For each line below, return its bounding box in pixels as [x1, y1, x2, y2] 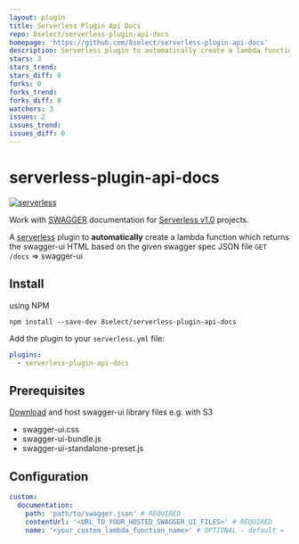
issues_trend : [9, 121, 62, 130]
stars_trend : [9, 63, 58, 72]
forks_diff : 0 [9, 95, 62, 105]
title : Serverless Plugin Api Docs [9, 21, 141, 30]
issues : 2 [9, 112, 46, 121]
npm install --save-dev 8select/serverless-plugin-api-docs [9, 317, 238, 326]
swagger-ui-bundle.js [21, 433, 102, 444]
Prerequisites [9, 383, 85, 398]
